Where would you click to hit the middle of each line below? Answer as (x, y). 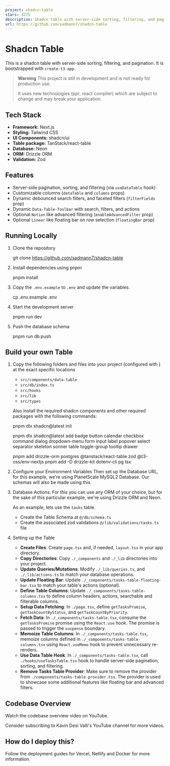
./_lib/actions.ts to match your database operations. (77, 574)
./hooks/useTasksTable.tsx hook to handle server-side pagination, (90, 661)
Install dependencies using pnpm (47, 267)
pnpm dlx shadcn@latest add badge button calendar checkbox (78, 436)
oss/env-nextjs (28, 462)
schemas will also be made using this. (52, 482)
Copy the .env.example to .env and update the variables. (71, 287)
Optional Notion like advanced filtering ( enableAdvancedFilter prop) (83, 214)
